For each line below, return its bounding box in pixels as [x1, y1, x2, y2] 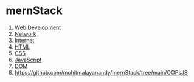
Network [14, 30, 37, 37]
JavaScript [14, 56, 42, 63]
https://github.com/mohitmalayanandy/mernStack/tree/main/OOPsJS [14, 69, 188, 76]
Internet [14, 36, 35, 44]
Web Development [14, 24, 61, 31]
